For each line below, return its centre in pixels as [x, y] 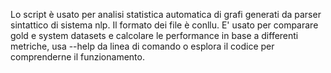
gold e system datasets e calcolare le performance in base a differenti [154, 35]
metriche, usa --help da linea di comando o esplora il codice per [142, 46]
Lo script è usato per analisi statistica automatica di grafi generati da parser [166, 14]
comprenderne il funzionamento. [77, 57]
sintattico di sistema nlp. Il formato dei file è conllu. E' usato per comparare [164, 25]
